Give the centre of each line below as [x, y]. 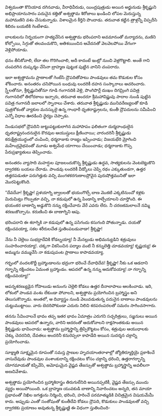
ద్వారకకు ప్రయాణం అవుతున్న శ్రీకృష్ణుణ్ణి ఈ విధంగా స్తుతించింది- [58, 408]
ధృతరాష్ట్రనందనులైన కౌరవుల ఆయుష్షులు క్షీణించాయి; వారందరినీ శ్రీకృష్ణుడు [68, 133]
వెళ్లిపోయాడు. [17, 50]
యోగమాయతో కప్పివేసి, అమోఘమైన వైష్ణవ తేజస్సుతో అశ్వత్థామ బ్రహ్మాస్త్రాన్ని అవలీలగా [77, 365]
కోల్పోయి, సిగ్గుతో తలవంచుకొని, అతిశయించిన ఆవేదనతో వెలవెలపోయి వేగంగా [71, 43]
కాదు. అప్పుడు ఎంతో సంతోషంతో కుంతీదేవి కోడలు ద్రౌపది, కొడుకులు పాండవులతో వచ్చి [77, 401]
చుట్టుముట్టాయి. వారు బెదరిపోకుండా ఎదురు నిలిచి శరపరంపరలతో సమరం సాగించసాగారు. [81, 305]
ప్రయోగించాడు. [18, 341]
